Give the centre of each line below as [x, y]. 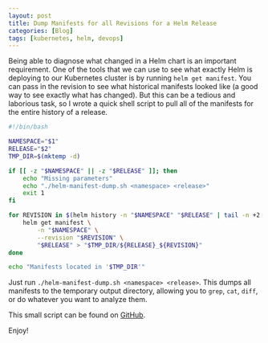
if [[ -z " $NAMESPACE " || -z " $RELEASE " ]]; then [93, 171]
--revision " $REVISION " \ [81, 238]
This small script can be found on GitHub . [77, 315]
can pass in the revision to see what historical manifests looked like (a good [133, 87]
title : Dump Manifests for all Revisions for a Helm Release [113, 23]
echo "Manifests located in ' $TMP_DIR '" [77, 267]
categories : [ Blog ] [41, 31]
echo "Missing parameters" [68, 178]
